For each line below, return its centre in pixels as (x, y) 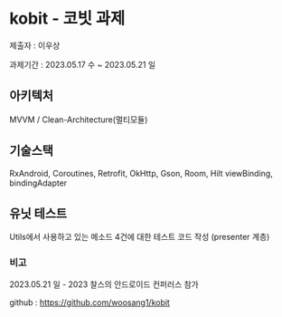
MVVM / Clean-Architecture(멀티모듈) (79, 120)
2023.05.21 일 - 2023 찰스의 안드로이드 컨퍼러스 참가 (104, 284)
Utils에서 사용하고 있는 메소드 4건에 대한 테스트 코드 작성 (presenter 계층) (140, 237)
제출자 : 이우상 (35, 45)
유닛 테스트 (38, 213)
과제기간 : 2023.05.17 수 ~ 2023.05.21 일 (83, 64)
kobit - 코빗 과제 (67, 19)
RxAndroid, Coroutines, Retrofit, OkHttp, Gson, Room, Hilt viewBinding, (141, 173)
